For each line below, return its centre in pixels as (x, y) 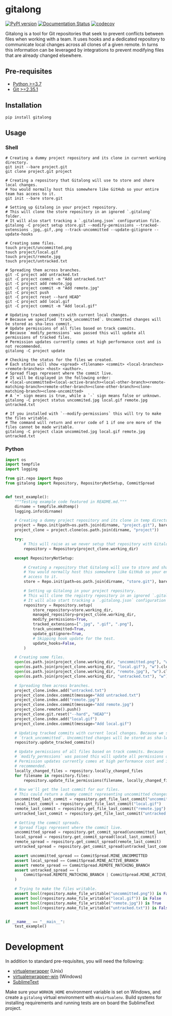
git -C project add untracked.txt (42, 275)
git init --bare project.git (36, 167)
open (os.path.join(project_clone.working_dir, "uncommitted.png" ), (88, 662)
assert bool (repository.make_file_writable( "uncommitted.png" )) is (88, 894)
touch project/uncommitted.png (39, 248)
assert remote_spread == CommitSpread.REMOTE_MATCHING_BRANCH (82, 865)
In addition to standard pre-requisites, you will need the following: (74, 961)
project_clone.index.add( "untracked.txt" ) (60, 690)
